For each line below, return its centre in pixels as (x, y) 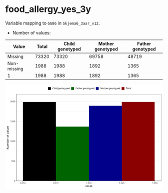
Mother (106, 44)
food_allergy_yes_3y (48, 9)
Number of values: (31, 32)
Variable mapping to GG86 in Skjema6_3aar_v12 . (52, 23)
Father (144, 44)
